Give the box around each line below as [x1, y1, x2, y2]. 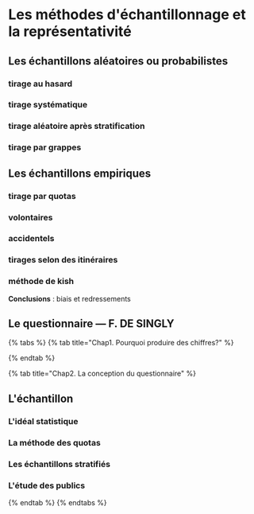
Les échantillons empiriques [8, 166, 152, 180]
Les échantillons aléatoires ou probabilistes [8, 54, 229, 68]
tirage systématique [8, 99, 88, 111]
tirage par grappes [8, 142, 82, 153]
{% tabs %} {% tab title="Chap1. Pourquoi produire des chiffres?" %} [8, 338, 234, 348]
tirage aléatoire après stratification [8, 121, 145, 132]
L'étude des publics [8, 480, 86, 491]
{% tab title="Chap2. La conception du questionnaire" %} [8, 368, 197, 379]
